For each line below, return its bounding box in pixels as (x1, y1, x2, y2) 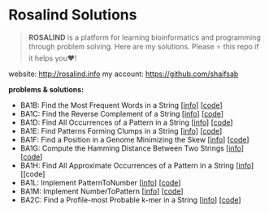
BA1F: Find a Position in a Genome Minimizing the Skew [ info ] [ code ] (20, 134, 249, 144)
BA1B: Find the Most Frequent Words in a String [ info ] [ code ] (20, 100, 223, 110)
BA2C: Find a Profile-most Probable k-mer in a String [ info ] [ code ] (20, 194, 241, 204)
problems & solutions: (8, 84, 85, 94)
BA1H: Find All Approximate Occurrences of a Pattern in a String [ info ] (20, 160, 254, 170)
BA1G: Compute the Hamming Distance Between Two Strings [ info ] (20, 143, 245, 153)
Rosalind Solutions (8, 6, 137, 24)
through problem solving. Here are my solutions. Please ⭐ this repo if (28, 41, 259, 51)
